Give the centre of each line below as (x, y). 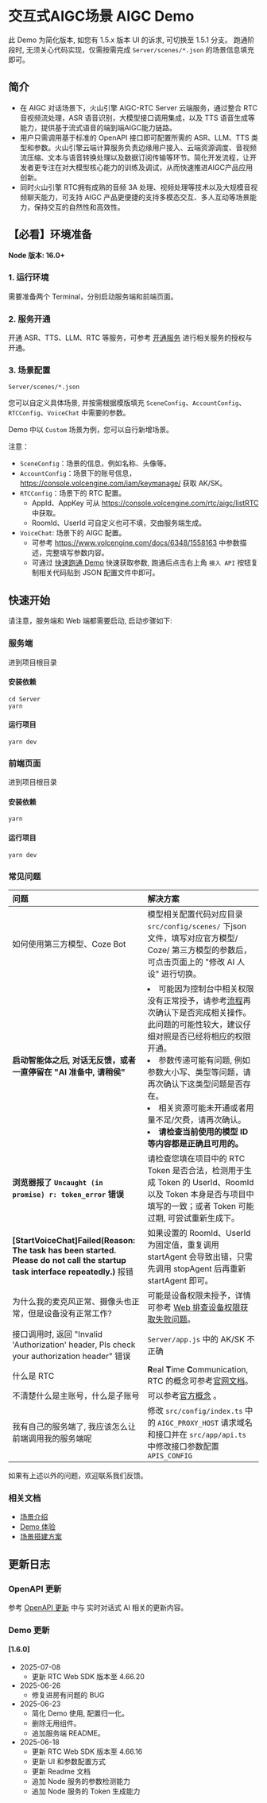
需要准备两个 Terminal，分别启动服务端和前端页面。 (93, 296)
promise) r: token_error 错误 (68, 1194)
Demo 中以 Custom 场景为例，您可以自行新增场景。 (91, 430)
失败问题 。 (176, 1319)
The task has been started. (64, 1250)
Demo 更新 (29, 1630)
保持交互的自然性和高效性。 (79, 207)
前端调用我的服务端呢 (52, 1438)
